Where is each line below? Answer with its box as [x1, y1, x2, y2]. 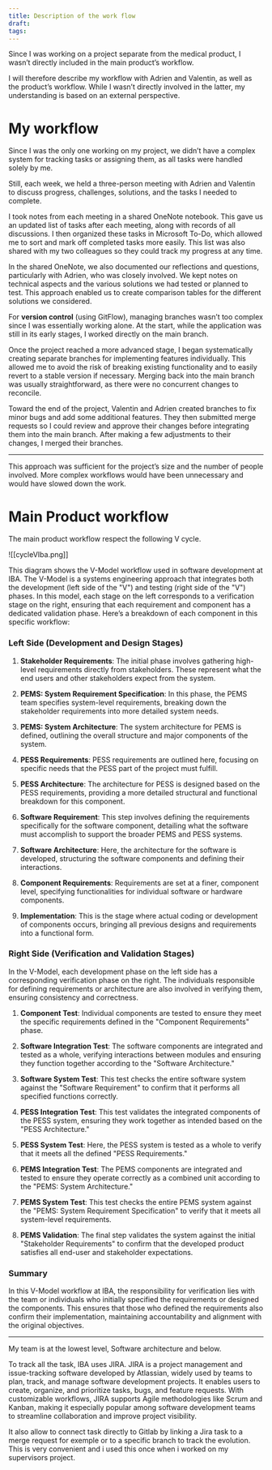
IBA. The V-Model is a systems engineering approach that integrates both [8, 574, 254, 584]
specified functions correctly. [19, 1091, 119, 1101]
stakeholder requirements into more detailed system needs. [19, 706, 219, 716]
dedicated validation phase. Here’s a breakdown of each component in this [8, 609, 258, 619]
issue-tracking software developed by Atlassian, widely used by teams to [8, 1368, 253, 1378]
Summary [8, 1267, 49, 1279]
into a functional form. [19, 928, 95, 937]
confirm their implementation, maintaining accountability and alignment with [8, 1312, 262, 1322]
